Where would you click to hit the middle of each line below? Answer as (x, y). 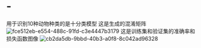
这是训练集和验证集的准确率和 (158, 31)
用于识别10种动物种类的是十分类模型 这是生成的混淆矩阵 (77, 23)
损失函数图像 (22, 38)
